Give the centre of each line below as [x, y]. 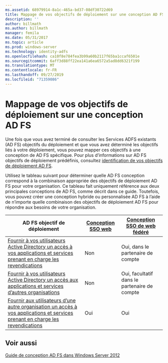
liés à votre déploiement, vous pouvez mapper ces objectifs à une [73, 150]
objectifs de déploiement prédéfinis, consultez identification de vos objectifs [84, 160]
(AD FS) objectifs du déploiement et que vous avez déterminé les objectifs [82, 144]
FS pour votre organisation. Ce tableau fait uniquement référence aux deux [82, 186]
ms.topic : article [24, 42]
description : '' [22, 19]
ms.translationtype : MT [30, 65]
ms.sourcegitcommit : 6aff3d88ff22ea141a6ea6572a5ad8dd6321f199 [72, 61]
